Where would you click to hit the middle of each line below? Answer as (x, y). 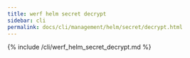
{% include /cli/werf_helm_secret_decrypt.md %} (79, 47)
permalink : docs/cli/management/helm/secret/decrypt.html (95, 27)
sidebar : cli (27, 21)
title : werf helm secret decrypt (57, 14)
